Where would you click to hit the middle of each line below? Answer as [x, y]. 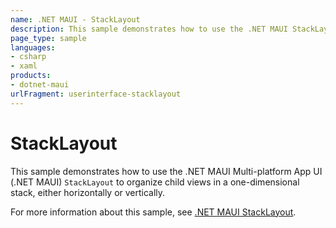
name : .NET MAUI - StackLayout [75, 19]
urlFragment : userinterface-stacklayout [96, 94]
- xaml [24, 66]
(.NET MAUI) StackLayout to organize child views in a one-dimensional [155, 182]
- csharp [28, 57]
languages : [33, 47]
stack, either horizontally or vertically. [88, 192]
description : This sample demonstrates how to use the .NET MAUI [149, 29]
